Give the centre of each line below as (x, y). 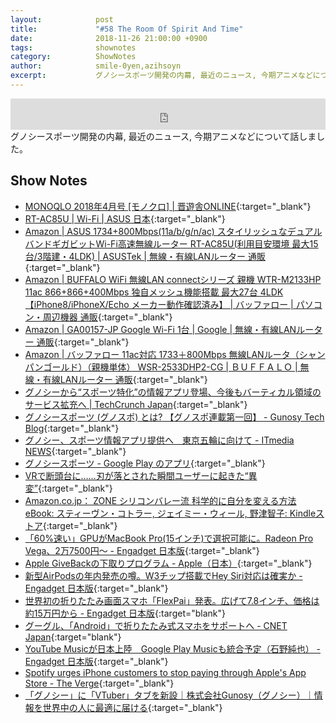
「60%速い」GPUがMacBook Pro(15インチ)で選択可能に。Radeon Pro (169, 538)
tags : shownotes (73, 47)
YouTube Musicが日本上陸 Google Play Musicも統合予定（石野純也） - (173, 648)
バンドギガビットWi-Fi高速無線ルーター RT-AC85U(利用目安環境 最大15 (171, 243)
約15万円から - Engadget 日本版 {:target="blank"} (125, 613)
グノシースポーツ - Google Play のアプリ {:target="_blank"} (145, 463)
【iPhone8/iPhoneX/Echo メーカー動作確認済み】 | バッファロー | (159, 304)
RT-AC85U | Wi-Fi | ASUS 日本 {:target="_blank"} (125, 218)
